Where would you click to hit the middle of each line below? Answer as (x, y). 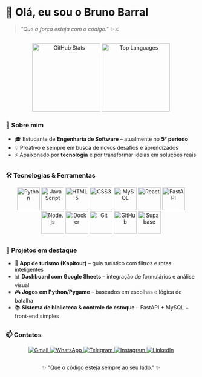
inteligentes (29, 270)
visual (22, 285)
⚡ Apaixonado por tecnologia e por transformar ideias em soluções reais (105, 155)
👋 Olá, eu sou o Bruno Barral (77, 12)
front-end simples (37, 316)
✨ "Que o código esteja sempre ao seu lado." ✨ (101, 367)
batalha (24, 301)
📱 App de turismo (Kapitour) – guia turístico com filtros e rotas (93, 263)
